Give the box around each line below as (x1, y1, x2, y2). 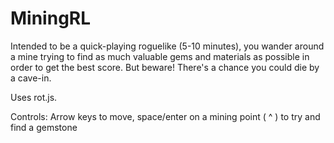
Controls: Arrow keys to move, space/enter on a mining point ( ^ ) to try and (10, 110, 321, 122)
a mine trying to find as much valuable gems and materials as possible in (10, 50, 310, 62)
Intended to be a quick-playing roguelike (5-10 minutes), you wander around (10, 40, 325, 52)
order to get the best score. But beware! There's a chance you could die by (10, 61, 320, 73)
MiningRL (10, 7, 92, 30)
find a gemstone (10, 121, 78, 133)
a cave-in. (10, 72, 52, 84)
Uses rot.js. (10, 91, 58, 103)
